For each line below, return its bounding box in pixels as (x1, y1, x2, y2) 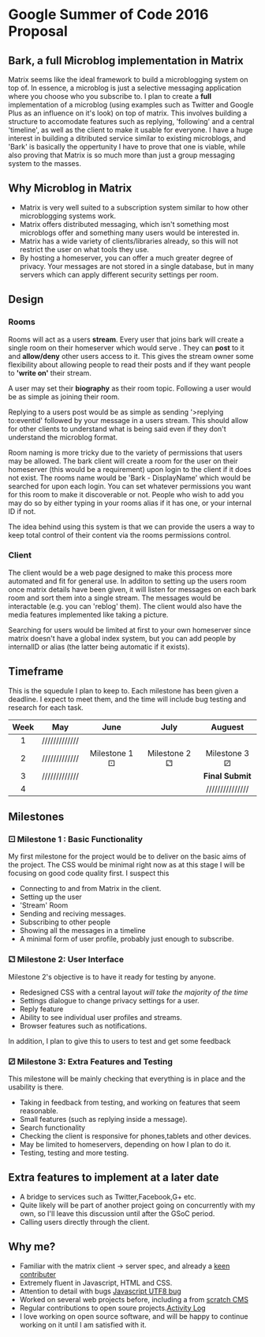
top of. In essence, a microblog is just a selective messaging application (8, 83, 242, 93)
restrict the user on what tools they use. (19, 244, 150, 254)
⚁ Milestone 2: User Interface (8, 954, 125, 965)
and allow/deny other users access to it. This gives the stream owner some (8, 351, 254, 361)
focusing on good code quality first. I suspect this (8, 868, 170, 878)
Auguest (211, 721, 244, 732)
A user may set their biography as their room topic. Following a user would (8, 383, 252, 393)
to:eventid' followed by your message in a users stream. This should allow (8, 415, 248, 425)
